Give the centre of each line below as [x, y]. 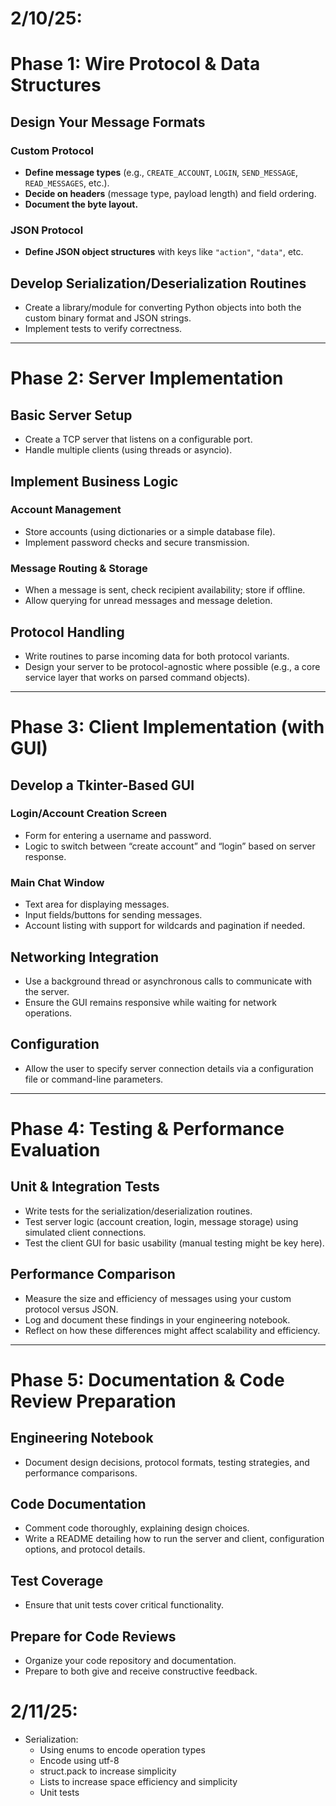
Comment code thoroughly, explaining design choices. [137, 1528]
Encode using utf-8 [79, 1760]
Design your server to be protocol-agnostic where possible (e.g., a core [172, 666]
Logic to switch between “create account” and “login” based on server [170, 846]
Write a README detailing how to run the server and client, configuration [174, 1539]
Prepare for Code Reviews [93, 1636]
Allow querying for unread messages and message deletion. [148, 601]
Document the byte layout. [81, 204]
